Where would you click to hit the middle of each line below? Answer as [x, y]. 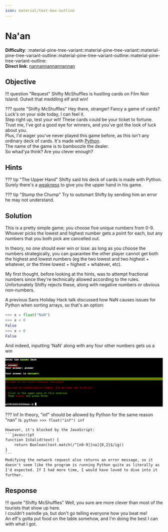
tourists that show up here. [33, 508]
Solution [18, 216]
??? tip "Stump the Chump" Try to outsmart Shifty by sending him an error [81, 195]
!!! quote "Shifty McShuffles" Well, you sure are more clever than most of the [84, 502]
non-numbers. [20, 290]
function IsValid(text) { [32, 440]
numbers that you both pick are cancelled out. [53, 238]
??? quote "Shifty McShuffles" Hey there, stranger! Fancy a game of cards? [82, 109]
